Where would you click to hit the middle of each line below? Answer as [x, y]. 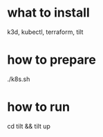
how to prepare [52, 60]
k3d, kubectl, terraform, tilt [45, 32]
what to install [48, 13]
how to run [39, 107]
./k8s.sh [19, 79]
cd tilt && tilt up [29, 126]
